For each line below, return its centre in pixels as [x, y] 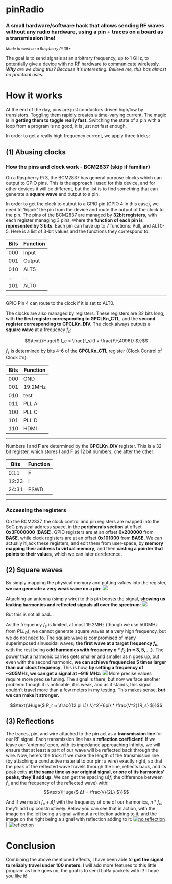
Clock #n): [17, 357]
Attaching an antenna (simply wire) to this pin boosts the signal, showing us [85, 599]
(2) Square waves [34, 570]
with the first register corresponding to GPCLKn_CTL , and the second [81, 319]
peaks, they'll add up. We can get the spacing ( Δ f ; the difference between [84, 777]
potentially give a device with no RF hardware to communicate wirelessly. [83, 64]
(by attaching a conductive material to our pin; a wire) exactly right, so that [84, 761]
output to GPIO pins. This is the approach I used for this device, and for [81, 183]
